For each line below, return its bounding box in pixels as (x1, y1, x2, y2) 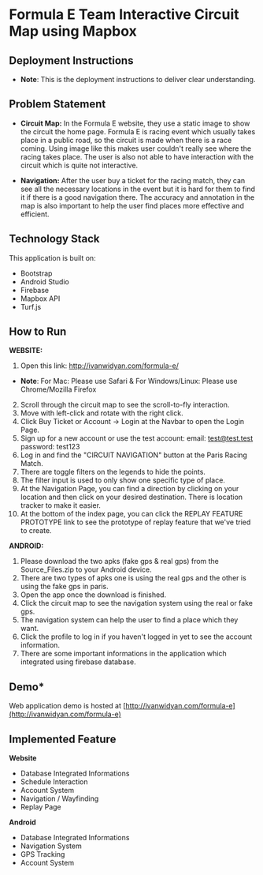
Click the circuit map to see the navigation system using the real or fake (20, 599, 253, 608)
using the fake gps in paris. (20, 582, 109, 591)
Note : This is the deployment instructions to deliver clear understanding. (20, 75, 256, 84)
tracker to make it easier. (20, 501, 102, 510)
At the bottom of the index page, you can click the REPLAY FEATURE (20, 509, 243, 519)
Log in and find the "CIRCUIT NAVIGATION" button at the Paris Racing (20, 450, 247, 460)
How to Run (9, 325, 67, 339)
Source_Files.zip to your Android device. (20, 565, 152, 574)
